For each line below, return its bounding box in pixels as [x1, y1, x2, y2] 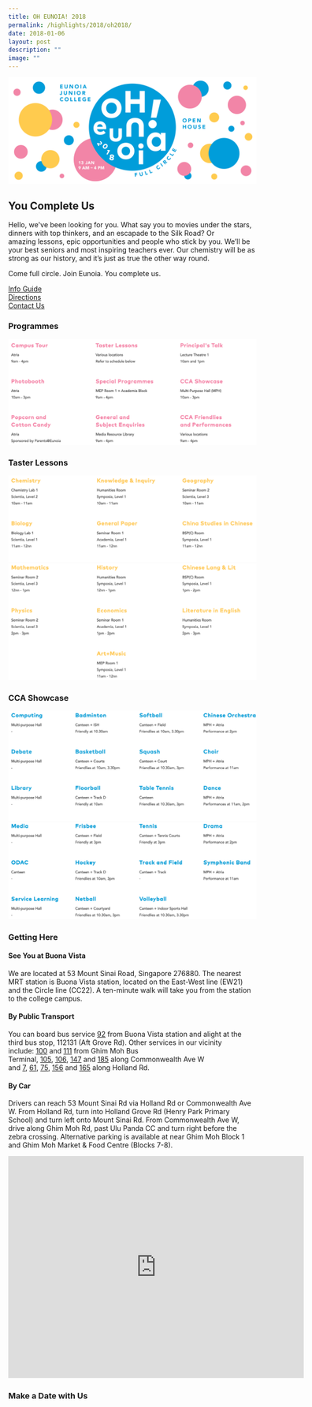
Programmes [8, 320, 59, 331]
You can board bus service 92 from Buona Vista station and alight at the [8, 1029, 242, 1038]
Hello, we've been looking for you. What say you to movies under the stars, [8, 220, 252, 230]
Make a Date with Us [8, 1390, 88, 1401]
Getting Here [8, 931, 58, 942]
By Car [8, 1081, 32, 1091]
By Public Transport [8, 1012, 75, 1021]
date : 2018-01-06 [8, 29, 65, 37]
